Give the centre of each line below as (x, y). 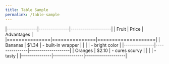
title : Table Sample (27, 10)
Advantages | (19, 34)
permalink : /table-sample (32, 15)
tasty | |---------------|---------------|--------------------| (66, 55)
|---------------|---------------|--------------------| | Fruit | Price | (74, 29)
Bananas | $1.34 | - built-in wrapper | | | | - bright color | (63, 45)
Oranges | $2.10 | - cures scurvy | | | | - (116, 50)
